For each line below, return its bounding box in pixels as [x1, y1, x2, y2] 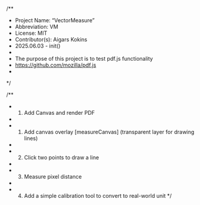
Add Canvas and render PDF [23, 109, 95, 116]
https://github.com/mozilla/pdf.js [14, 61, 96, 69]
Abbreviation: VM [14, 23, 58, 30]
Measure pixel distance [23, 173, 83, 180]
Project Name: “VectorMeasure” [14, 17, 95, 23]
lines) [23, 135, 38, 142]
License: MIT [14, 29, 48, 37]
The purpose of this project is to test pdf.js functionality [14, 55, 154, 62]
